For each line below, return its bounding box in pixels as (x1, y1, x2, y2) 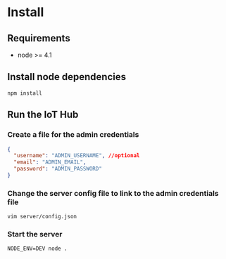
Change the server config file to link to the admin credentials (7, 188, 219, 198)
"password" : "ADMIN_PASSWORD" (13, 166, 102, 173)
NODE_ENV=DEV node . (7, 245, 68, 253)
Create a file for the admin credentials (7, 130, 139, 140)
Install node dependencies (7, 71, 127, 83)
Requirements (7, 32, 70, 44)
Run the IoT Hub (7, 109, 79, 121)
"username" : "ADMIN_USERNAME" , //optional (13, 152, 140, 159)
